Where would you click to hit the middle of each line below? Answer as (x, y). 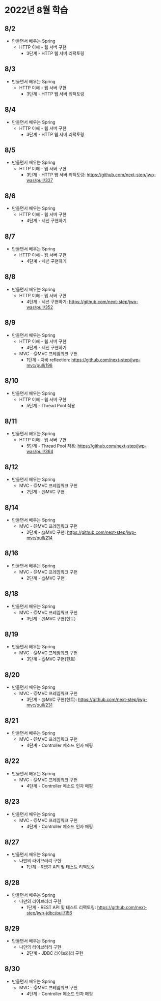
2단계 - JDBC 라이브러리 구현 (55, 953)
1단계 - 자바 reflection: (48, 360)
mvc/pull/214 (40, 538)
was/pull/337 (40, 181)
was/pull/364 (40, 452)
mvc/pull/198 (39, 365)
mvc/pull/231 (39, 705)
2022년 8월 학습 (36, 10)
